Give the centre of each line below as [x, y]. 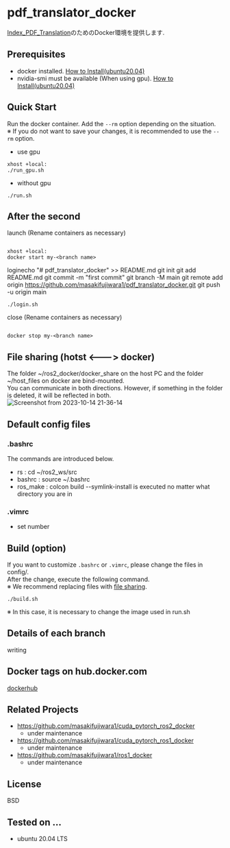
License [24, 784]
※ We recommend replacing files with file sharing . [77, 586]
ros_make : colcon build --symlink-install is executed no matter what [113, 486]
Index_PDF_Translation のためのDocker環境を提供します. [86, 32]
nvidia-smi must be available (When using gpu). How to [95, 78]
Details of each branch [56, 634]
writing [17, 650]
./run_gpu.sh [26, 170]
